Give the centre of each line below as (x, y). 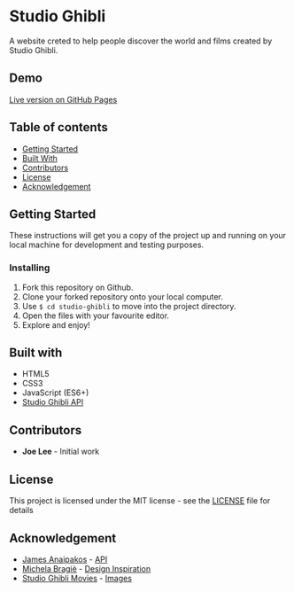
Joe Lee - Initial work (61, 452)
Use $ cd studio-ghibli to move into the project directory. (129, 306)
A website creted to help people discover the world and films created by (141, 41)
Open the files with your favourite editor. (96, 315)
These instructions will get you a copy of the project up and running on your (147, 236)
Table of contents (58, 127)
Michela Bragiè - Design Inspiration (86, 568)
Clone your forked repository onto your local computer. (122, 296)
